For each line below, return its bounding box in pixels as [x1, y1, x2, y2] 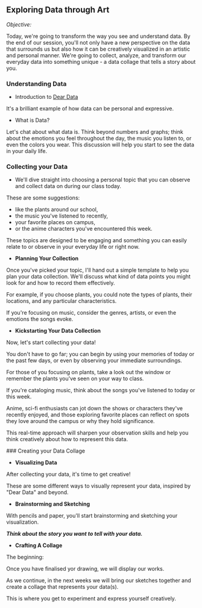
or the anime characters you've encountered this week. [14, 225, 153, 233]
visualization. [6, 518, 39, 526]
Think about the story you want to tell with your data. [6, 530, 143, 537]
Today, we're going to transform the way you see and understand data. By [6, 33, 191, 40]
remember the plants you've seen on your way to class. [6, 375, 144, 382]
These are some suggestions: [6, 194, 80, 201]
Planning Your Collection [14, 255, 79, 262]
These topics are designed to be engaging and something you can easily [6, 237, 187, 244]
